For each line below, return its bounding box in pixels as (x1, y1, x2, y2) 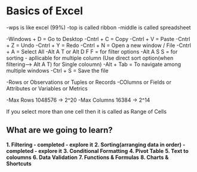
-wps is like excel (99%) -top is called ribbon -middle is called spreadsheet (6, 24, 191, 31)
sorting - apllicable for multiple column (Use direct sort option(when (6, 54, 174, 61)
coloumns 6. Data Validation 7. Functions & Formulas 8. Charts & (6, 154, 169, 161)
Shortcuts (6, 160, 32, 167)
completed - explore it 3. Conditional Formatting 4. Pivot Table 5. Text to (6, 147, 189, 154)
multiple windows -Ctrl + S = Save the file (6, 67, 109, 74)
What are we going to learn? (6, 125, 113, 135)
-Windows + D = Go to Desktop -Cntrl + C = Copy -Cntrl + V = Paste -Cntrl (6, 35, 190, 42)
